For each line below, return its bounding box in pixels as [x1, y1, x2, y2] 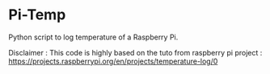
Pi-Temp [8, 6, 66, 24]
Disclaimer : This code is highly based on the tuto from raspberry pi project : [8, 47, 263, 57]
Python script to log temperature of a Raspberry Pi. [8, 32, 179, 42]
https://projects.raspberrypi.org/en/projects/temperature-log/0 [8, 56, 218, 66]
